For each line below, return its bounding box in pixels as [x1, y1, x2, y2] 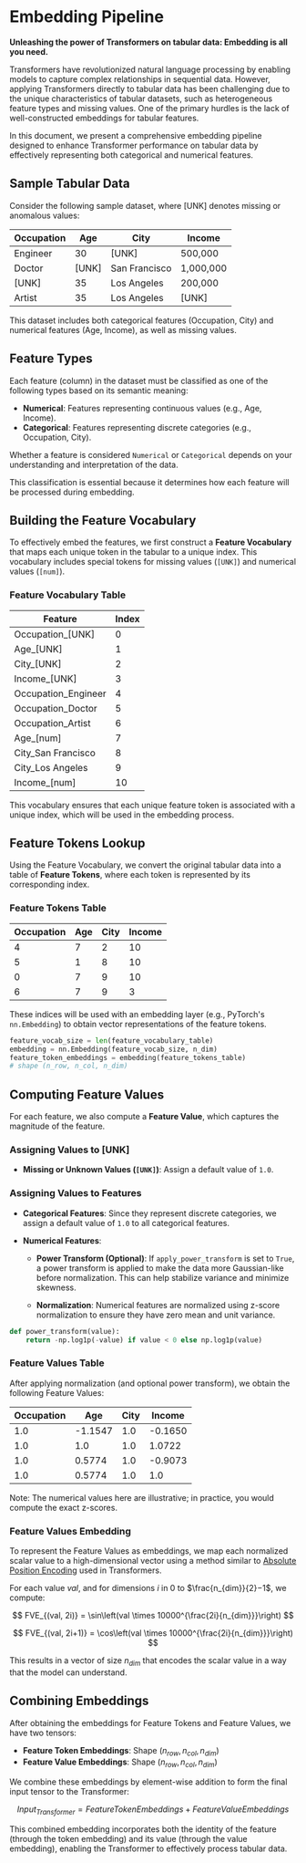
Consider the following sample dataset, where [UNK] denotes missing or [9, 200, 281, 211]
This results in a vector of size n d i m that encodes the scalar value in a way [9, 1655, 287, 1668]
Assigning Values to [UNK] [9, 1143, 130, 1156]
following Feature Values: [9, 1387, 105, 1398]
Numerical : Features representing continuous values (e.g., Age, [22, 402, 262, 413]
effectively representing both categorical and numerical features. [9, 149, 253, 161]
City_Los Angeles [14, 761, 88, 774]
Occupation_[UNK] [14, 628, 96, 640]
